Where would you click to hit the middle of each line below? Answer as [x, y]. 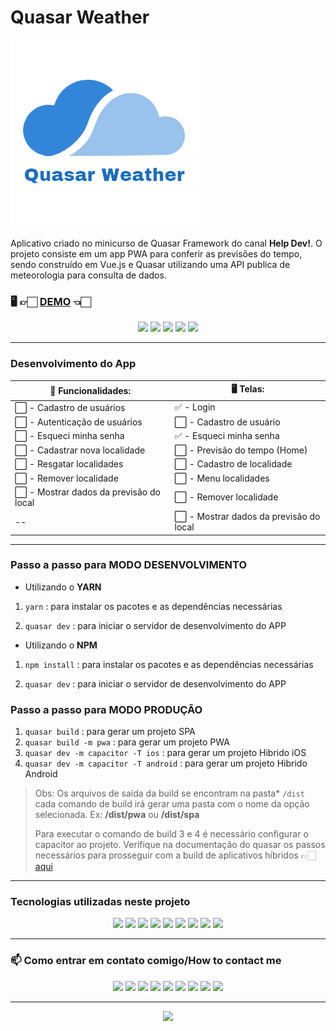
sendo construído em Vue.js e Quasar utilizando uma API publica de [150, 264]
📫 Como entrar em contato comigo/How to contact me [146, 961]
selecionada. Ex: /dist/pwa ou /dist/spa [117, 815]
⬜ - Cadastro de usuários [70, 407]
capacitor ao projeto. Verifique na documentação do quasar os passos [180, 845]
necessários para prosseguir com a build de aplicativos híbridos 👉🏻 [175, 855]
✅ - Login [195, 407]
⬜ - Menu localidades [222, 478]
